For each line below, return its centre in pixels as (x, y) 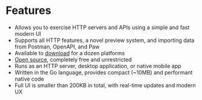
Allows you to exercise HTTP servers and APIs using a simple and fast (102, 27)
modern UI (28, 33)
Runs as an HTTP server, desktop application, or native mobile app (98, 66)
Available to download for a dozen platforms (69, 53)
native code (29, 79)
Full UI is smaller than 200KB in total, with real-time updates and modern (105, 85)
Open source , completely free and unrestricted (73, 59)
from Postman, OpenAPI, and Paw (57, 47)
